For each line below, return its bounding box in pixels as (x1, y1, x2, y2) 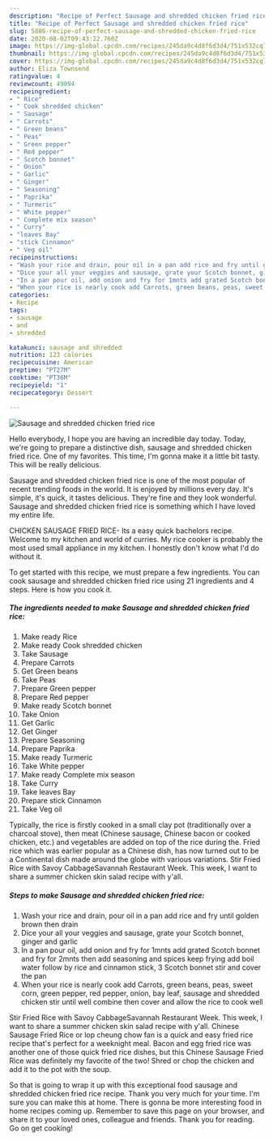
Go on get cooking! (9, 1123, 74, 1133)
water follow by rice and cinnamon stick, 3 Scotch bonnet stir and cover (20, 962, 262, 972)
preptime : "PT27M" (9, 366, 71, 374)
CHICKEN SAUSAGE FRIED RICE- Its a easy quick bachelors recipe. (9, 525, 234, 536)
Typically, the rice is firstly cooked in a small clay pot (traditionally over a (9, 820, 252, 830)
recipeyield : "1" (9, 381, 68, 390)
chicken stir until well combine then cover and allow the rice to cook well (20, 997, 264, 1007)
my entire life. (9, 510, 55, 519)
